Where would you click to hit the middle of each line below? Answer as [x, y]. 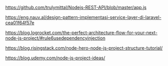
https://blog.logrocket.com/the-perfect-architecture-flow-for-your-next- [81, 32]
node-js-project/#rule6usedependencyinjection [55, 38]
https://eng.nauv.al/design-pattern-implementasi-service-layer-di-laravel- [83, 17]
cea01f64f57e [20, 23]
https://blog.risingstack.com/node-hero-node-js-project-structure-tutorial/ [84, 48]
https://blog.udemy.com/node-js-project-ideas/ [55, 58]
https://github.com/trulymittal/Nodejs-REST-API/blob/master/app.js [76, 7]
